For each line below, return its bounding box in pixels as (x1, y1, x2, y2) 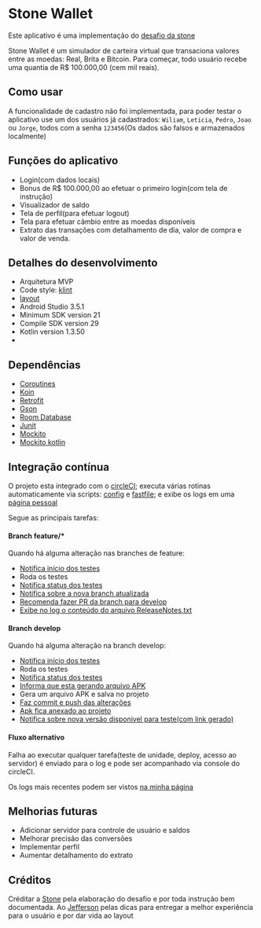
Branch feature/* (8, 531, 65, 541)
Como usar (8, 86, 64, 99)
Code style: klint (19, 285, 73, 295)
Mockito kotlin (19, 438, 66, 447)
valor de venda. (19, 233, 71, 243)
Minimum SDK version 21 (19, 310, 101, 320)
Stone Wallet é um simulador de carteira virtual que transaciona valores (8, 46, 240, 55)
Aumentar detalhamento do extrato (19, 850, 134, 860)
